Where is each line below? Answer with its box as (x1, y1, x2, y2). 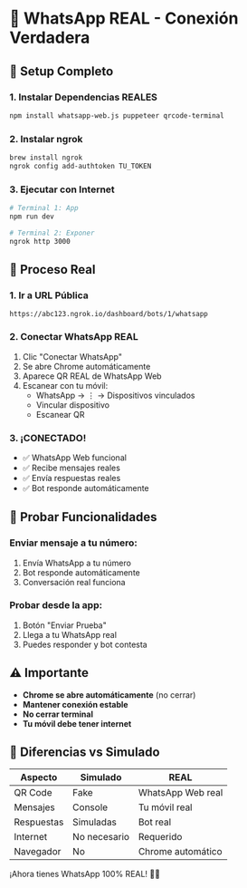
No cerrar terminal (22, 709, 93, 719)
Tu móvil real (138, 801, 193, 814)
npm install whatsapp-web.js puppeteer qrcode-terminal (9, 111, 224, 121)
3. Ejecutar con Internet (9, 183, 115, 196)
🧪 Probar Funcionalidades (9, 509, 157, 525)
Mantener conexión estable (22, 699, 128, 709)
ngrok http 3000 (9, 236, 71, 246)
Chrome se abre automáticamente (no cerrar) (22, 689, 196, 700)
